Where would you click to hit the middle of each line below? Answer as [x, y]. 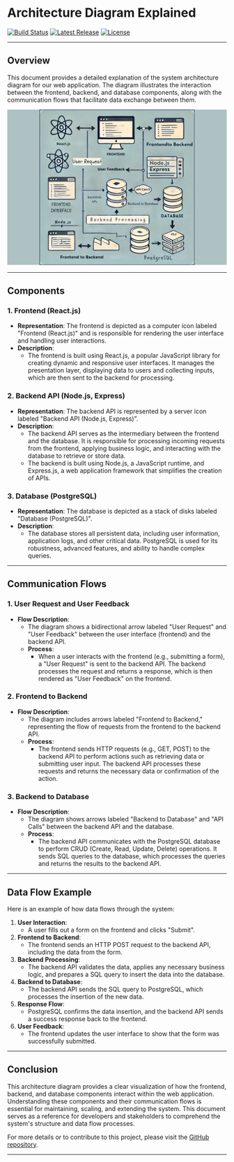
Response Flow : [41, 1004]
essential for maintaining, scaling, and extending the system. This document [117, 1108]
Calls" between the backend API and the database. [101, 827]
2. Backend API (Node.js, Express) [66, 396]
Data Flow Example [49, 892]
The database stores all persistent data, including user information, [124, 533]
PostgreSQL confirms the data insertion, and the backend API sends [126, 1011]
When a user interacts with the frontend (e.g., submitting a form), [131, 656]
